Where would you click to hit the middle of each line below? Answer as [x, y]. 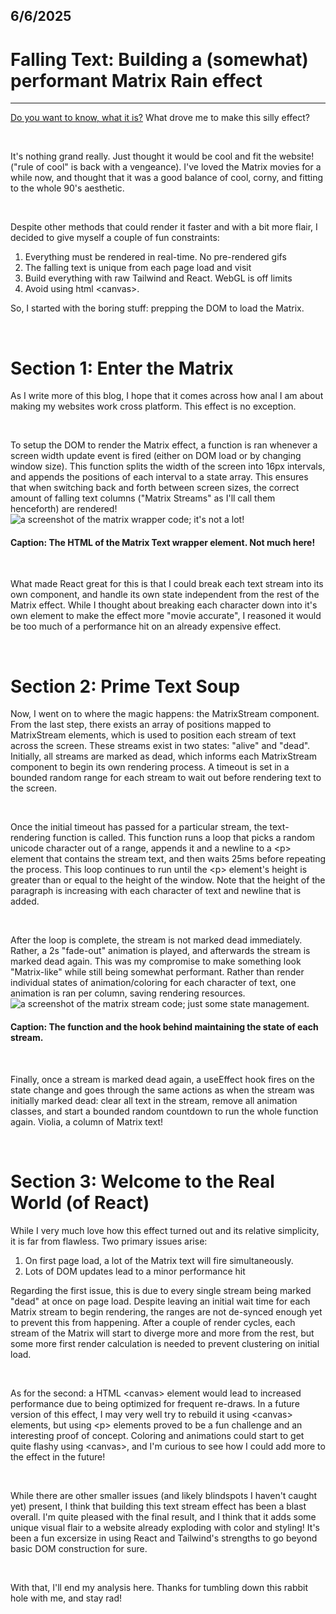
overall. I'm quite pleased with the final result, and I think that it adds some [163, 1516]
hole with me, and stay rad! [66, 1598]
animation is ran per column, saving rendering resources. [128, 993]
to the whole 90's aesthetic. [67, 188]
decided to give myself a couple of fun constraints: [115, 238]
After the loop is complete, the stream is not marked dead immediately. [156, 940]
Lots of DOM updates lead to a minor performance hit [135, 1271]
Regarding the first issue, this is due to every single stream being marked [161, 1290]
